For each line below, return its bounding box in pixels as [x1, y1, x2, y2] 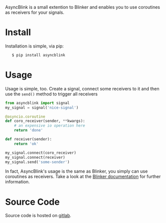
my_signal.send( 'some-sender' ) [5, 159, 70, 165]
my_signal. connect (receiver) [5, 155, 65, 160]
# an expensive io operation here [14, 123, 85, 128]
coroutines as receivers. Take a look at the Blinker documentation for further [5, 174, 161, 179]
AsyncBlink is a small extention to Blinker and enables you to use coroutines [5, 4, 160, 10]
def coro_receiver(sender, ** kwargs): [5, 119, 85, 124]
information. [5, 179, 30, 185]
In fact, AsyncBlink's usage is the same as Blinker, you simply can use [5, 168, 148, 175]
